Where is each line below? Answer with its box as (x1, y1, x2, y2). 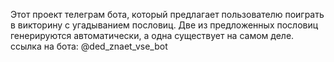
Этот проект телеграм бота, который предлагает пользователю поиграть (10, 9, 325, 20)
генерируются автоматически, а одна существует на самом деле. (10, 30, 295, 41)
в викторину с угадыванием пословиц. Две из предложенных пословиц (10, 19, 319, 31)
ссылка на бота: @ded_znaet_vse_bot (10, 40, 168, 52)
